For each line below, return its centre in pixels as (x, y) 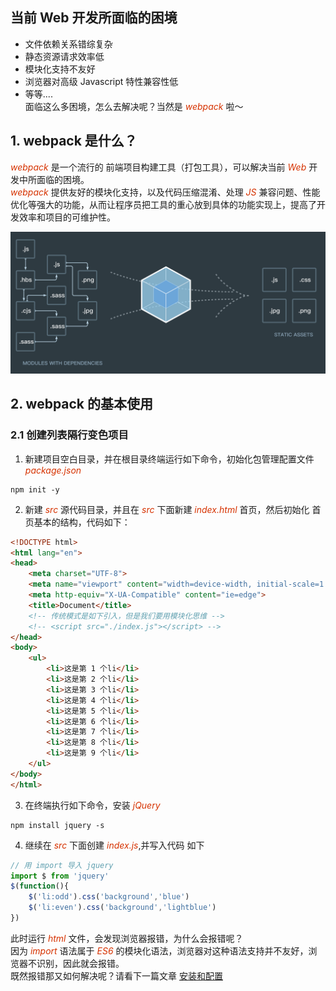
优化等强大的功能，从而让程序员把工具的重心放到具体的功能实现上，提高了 (163, 204)
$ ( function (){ (40, 886)
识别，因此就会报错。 (80, 963)
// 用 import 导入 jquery (62, 865)
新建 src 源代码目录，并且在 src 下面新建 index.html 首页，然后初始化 (167, 509)
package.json (53, 470)
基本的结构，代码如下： (82, 522)
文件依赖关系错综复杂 (68, 44)
